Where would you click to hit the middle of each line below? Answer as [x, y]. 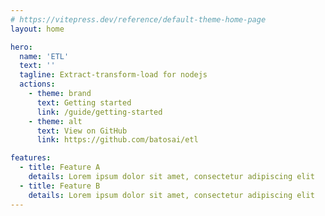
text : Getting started [84, 102]
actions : [37, 84]
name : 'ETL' [44, 56]
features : [31, 158]
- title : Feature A [60, 167]
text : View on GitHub [82, 131]
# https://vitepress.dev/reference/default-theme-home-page [138, 19]
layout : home [37, 29]
